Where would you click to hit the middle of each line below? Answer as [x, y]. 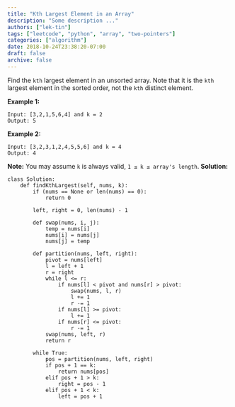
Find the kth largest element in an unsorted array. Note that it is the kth [111, 80]
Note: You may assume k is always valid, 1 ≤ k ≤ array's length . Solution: [118, 166]
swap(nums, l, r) [96, 291]
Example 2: [24, 134]
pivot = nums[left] [74, 260]
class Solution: [31, 179]
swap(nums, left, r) [75, 334]
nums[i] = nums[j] [72, 235]
